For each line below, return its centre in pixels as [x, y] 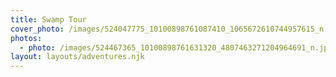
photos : [26, 38]
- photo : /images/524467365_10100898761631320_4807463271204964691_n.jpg [176, 47]
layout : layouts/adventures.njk [77, 57]
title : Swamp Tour [48, 19]
